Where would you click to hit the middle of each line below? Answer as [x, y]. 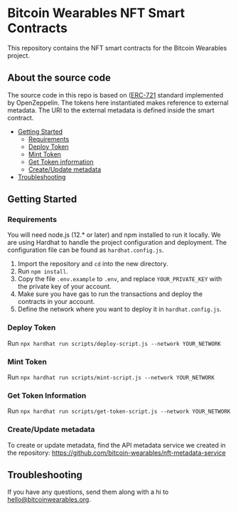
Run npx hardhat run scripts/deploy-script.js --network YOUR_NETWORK [114, 343]
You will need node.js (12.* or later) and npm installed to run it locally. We [114, 235]
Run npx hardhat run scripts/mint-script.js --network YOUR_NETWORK [111, 377]
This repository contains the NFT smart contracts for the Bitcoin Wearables [117, 48]
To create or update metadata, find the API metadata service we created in [117, 445]
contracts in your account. [56, 302]
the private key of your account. [64, 287]
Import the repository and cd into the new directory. [93, 264]
